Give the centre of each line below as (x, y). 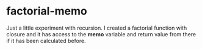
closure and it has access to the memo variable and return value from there (101, 34)
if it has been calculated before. (46, 41)
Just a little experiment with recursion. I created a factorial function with (97, 28)
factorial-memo (47, 11)
